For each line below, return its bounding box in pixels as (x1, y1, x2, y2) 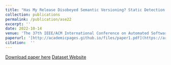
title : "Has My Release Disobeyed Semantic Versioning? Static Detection (5, 7, 165, 13)
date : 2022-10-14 (5, 26, 42, 31)
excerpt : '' (5, 21, 31, 27)
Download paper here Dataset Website (5, 54, 87, 60)
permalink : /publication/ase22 (5, 17, 72, 22)
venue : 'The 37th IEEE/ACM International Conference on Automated (5, 31, 149, 36)
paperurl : (5, 36, 26, 41)
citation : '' (5, 40, 36, 45)
